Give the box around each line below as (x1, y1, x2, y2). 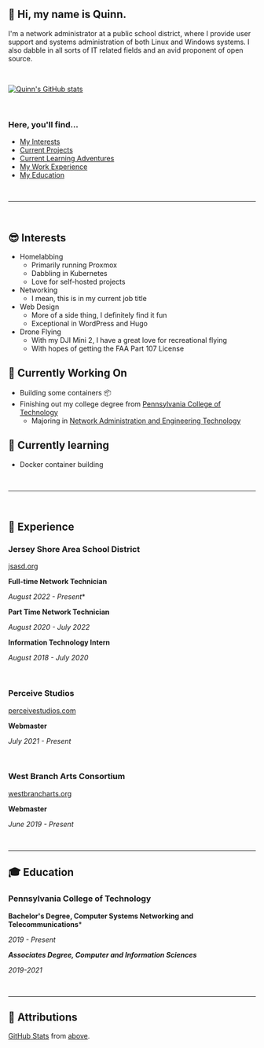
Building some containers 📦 (19, 388, 112, 397)
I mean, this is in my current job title (31, 293, 147, 303)
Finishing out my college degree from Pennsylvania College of (19, 399, 222, 409)
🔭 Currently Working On (8, 366, 127, 380)
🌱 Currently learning (8, 439, 110, 452)
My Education (19, 171, 65, 180)
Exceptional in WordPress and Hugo (31, 318, 148, 328)
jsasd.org (8, 561, 38, 571)
